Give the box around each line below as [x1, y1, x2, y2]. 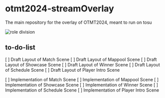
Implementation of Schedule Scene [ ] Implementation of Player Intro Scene [5, 87, 160, 93]
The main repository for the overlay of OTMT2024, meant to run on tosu [5, 19, 152, 25]
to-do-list [5, 43, 36, 52]
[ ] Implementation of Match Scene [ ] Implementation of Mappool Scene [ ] [5, 76, 159, 82]
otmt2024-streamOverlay [5, 3, 114, 14]
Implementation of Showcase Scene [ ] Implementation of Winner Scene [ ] [5, 82, 159, 88]
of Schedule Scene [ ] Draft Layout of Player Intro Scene [5, 67, 120, 73]
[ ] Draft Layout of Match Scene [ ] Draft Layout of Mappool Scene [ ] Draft [5, 56, 157, 62]
